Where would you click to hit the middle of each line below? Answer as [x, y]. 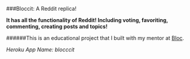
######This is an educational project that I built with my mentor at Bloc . [95, 38]
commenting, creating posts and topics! [57, 27]
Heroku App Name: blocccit [40, 49]
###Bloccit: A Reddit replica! [41, 9]
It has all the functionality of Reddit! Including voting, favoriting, [87, 20]
